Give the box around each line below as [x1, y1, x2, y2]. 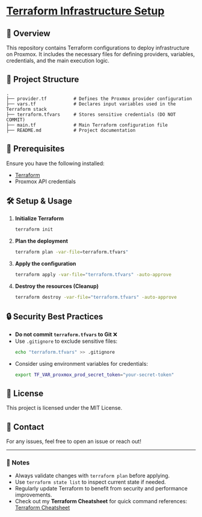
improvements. [14, 491, 52, 498]
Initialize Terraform [14, 215, 64, 222]
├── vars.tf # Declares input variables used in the [6, 101, 176, 107]
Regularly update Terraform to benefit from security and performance [14, 485, 188, 492]
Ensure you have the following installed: [6, 160, 105, 167]
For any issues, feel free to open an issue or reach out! [6, 438, 141, 445]
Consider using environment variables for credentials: [14, 360, 148, 367]
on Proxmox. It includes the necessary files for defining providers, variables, [6, 51, 195, 58]
